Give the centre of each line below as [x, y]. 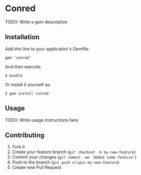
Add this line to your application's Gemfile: [47, 48]
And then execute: [23, 66]
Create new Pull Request [37, 167]
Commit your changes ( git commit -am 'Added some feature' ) [74, 157]
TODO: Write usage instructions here [42, 120]
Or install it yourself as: [28, 84]
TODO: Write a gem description [36, 22]
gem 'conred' [18, 58]
